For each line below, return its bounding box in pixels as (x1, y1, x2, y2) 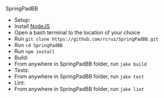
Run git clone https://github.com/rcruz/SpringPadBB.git (14, 35, 159, 42)
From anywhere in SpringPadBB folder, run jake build (14, 60, 147, 67)
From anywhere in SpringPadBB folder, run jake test (14, 73, 144, 80)
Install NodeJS (14, 23, 51, 30)
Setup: (14, 17, 31, 23)
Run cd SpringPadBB (14, 41, 63, 48)
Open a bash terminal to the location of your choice (14, 29, 140, 36)
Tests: (14, 67, 30, 73)
